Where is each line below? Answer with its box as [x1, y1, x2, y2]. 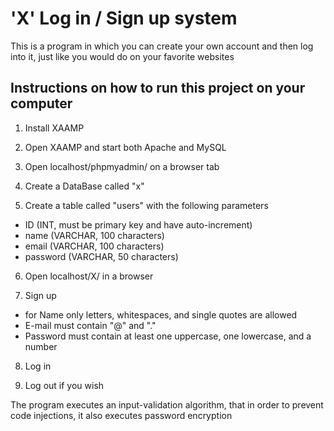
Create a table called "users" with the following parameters [24, 199, 269, 211]
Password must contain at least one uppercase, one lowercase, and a [24, 330, 312, 342]
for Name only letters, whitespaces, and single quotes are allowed [24, 308, 298, 321]
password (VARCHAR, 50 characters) [24, 250, 179, 262]
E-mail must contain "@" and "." [24, 319, 157, 331]
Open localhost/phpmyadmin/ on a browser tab [24, 160, 220, 172]
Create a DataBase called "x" [24, 180, 145, 192]
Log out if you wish [24, 379, 105, 391]
